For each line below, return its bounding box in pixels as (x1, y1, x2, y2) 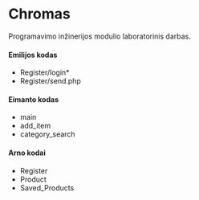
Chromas (8, 5, 71, 23)
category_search (19, 129, 75, 139)
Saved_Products (19, 182, 75, 193)
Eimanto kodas (8, 94, 59, 104)
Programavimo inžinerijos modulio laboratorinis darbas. (8, 31, 191, 41)
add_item (19, 121, 51, 131)
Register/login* (19, 67, 70, 77)
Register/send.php (19, 76, 82, 86)
